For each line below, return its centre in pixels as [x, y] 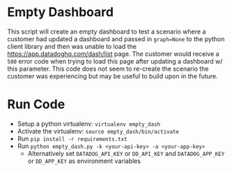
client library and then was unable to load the [72, 46]
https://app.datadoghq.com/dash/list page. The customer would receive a [113, 54]
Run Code [36, 105]
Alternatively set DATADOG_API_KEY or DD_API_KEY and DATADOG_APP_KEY [126, 153]
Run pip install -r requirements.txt [72, 138]
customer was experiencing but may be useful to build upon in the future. [113, 76]
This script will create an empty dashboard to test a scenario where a [107, 31]
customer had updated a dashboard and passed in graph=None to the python [116, 38]
